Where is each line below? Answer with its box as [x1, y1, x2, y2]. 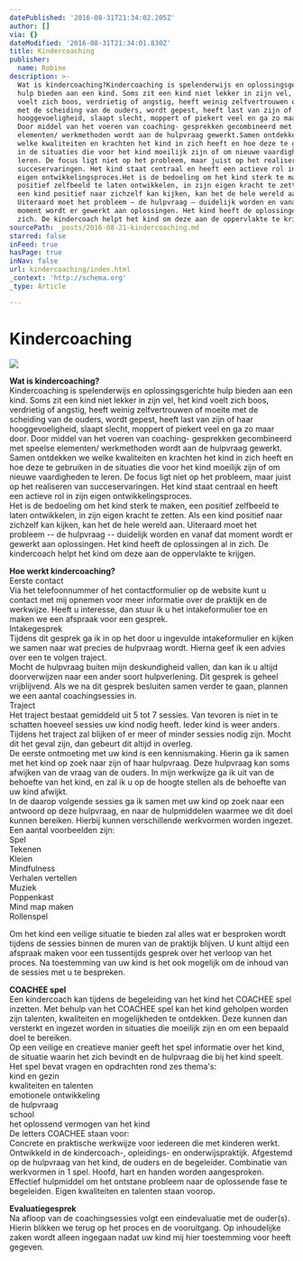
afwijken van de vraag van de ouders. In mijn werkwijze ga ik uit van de [9, 766, 275, 777]
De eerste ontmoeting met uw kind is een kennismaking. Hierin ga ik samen [9, 747, 289, 758]
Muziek [9, 882, 37, 893]
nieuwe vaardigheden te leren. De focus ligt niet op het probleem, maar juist [9, 471, 291, 482]
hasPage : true [9, 248, 63, 257]
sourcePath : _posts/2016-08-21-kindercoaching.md [9, 223, 200, 232]
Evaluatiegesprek [9, 1202, 77, 1214]
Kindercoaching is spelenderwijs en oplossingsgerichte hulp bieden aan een [9, 385, 293, 395]
